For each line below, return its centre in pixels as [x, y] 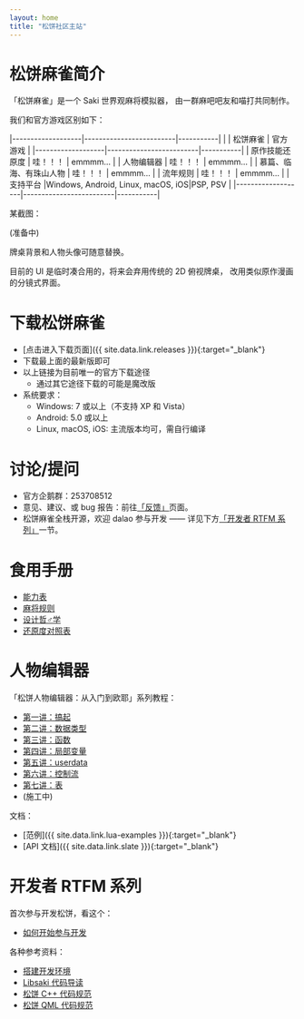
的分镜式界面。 [37, 283]
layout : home [34, 18]
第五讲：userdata [55, 762]
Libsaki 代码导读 [53, 983]
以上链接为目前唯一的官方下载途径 [86, 372]
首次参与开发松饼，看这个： [61, 914]
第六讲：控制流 [50, 774]
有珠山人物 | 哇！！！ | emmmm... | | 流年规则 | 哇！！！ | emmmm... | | [157, 173]
